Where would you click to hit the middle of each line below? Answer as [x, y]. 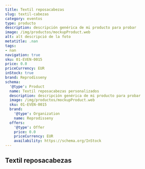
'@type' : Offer [29, 127]
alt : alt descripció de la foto [38, 37]
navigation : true [23, 55]
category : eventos [24, 19]
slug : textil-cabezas [27, 14]
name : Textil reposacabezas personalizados [54, 91]
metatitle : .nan [21, 41]
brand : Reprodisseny [26, 77]
